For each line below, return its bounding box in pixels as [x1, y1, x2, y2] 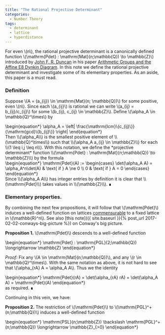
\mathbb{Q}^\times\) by [5, 114, 53, 120]
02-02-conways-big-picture [5, 220, 63, 226]
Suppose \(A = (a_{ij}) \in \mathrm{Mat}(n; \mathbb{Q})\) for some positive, [5, 98, 159, 104]
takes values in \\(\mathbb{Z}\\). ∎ [42, 181, 112, 187]
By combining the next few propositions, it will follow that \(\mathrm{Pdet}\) [5, 205, 159, 210]
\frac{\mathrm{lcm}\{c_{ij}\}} [76, 124, 135, 129]
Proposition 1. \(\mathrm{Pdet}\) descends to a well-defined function [5, 230, 146, 236]
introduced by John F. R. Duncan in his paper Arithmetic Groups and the [5, 59, 152, 65]
